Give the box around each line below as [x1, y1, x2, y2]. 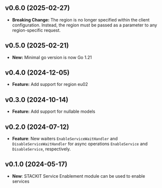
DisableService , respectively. [12, 146, 71, 152]
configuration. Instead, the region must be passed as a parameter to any [12, 22, 157, 28]
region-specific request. [12, 27, 61, 33]
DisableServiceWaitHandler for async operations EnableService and [12, 141, 148, 147]
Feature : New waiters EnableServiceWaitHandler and [12, 136, 118, 142]
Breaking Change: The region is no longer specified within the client [12, 17, 150, 22]
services [12, 178, 30, 184]
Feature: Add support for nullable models [12, 108, 96, 114]
